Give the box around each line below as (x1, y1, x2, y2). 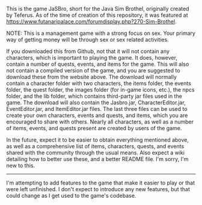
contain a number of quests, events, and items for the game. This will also (6, 60, 189, 68)
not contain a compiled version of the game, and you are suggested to (6, 67, 180, 74)
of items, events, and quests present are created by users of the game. (6, 125, 182, 131)
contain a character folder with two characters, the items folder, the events (6, 80, 191, 87)
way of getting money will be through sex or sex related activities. (6, 36, 170, 43)
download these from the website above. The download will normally (6, 74, 177, 80)
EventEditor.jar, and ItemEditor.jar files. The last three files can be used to (6, 106, 188, 112)
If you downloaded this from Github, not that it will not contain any (6, 48, 170, 55)
